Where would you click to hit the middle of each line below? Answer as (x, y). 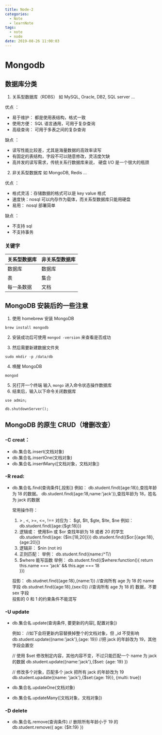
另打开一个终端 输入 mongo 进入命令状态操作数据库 (62, 385)
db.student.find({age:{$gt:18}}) (50, 526)
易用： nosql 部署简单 (34, 205)
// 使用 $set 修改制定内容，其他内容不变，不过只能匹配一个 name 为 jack (84, 656)
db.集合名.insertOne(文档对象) (42, 457)
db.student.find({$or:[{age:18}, (123, 537)
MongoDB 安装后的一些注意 (47, 306)
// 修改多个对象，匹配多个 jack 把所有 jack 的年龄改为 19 (68, 672)
